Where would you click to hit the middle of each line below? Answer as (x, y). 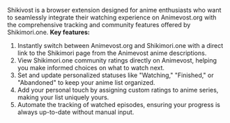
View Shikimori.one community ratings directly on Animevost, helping (117, 60)
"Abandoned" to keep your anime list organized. (86, 82)
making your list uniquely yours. (63, 97)
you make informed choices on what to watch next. (91, 68)
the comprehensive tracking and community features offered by (99, 25)
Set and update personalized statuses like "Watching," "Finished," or (115, 75)
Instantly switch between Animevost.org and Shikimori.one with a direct (120, 46)
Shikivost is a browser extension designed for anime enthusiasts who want (114, 10)
